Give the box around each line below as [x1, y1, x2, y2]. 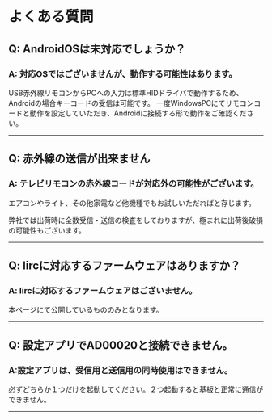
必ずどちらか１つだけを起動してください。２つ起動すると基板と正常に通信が [8, 384, 264, 394]
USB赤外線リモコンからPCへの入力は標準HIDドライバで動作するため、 [8, 88, 244, 98]
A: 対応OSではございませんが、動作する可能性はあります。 [8, 68, 237, 79]
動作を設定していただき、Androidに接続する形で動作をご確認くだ [29, 108, 247, 118]
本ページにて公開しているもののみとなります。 [8, 304, 164, 315]
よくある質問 [8, 7, 95, 26]
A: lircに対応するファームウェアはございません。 [8, 284, 198, 296]
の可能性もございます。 [8, 225, 87, 235]
